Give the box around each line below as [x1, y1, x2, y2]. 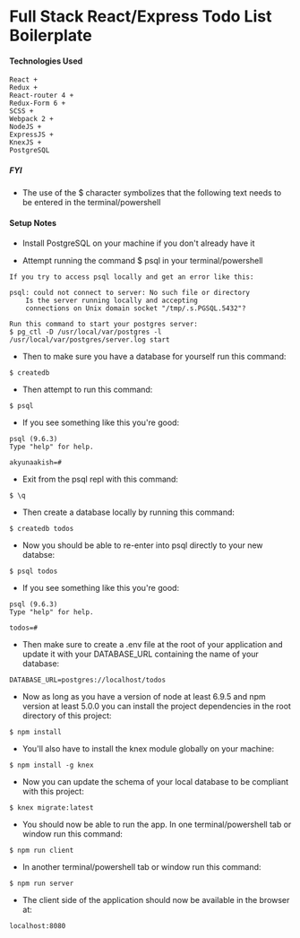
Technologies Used [9, 56, 83, 66]
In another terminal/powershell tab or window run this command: [21, 861, 261, 872]
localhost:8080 [9, 921, 66, 930]
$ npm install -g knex [9, 760, 94, 769]
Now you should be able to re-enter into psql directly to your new [21, 540, 263, 551]
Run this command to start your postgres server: [9, 319, 199, 328]
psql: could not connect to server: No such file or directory [9, 288, 251, 297]
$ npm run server [9, 879, 74, 888]
